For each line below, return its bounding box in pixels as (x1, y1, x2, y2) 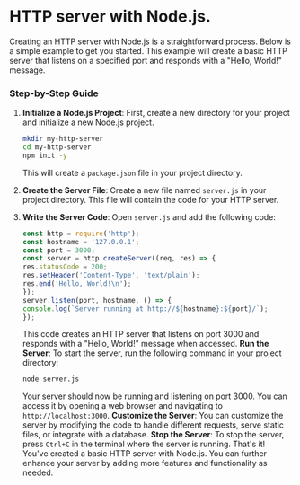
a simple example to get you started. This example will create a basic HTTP (9, 45, 287, 56)
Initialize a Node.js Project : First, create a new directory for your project (22, 108, 290, 119)
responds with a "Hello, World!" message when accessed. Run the (22, 339, 269, 349)
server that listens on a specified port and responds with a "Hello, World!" (9, 55, 283, 66)
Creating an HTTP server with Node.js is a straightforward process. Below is (9, 36, 292, 47)
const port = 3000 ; (22, 245, 96, 255)
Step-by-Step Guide (9, 87, 99, 100)
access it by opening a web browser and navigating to (22, 401, 223, 411)
